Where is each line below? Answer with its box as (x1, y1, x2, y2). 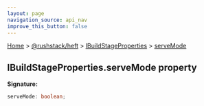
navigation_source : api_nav (7, 17, 88, 23)
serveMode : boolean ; (7, 94, 67, 100)
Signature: (7, 80, 38, 88)
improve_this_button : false (7, 23, 88, 30)
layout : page (7, 10, 45, 17)
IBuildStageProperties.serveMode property (7, 61, 197, 73)
